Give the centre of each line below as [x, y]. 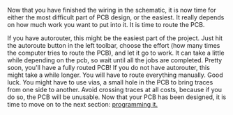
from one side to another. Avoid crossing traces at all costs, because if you [114, 90]
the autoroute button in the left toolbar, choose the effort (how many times [114, 45]
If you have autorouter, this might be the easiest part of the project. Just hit [115, 38]
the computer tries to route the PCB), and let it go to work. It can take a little [116, 53]
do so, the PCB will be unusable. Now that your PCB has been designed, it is [117, 97]
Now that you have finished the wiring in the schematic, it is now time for [112, 10]
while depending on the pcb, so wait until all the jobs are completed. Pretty [115, 60]
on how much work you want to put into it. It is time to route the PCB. [106, 25]
